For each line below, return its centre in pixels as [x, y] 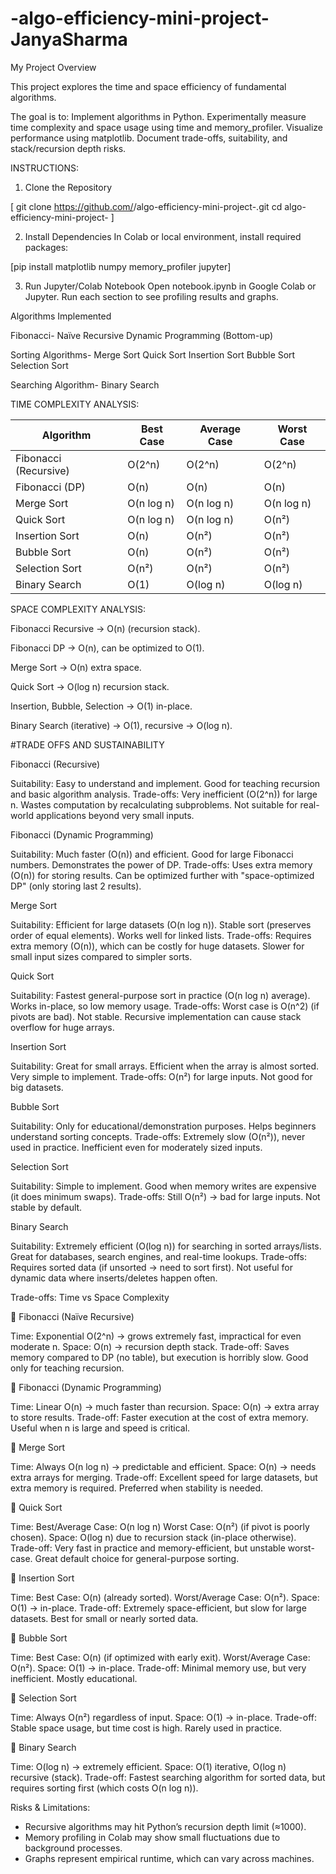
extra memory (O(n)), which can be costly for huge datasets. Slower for [157, 946]
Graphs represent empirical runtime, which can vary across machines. [169, 1858]
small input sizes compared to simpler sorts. [101, 956]
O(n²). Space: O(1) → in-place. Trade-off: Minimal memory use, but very [158, 1668]
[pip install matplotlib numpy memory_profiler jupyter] [121, 266]
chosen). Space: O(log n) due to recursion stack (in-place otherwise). [153, 1537]
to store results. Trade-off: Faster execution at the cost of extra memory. [159, 1417]
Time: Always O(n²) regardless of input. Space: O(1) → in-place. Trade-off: [163, 1717]
